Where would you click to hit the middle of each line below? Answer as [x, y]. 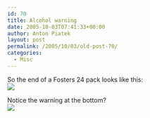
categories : [25, 53]
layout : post [26, 40]
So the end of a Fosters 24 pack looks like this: [75, 79]
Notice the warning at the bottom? [57, 100]
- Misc [23, 60]
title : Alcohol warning [42, 20]
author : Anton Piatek [39, 33]
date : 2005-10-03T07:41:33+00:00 [56, 27]
